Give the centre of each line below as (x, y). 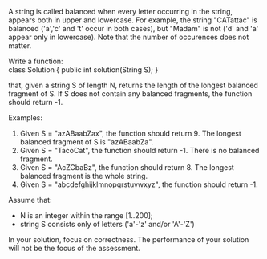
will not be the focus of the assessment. (74, 248)
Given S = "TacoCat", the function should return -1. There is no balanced (140, 150)
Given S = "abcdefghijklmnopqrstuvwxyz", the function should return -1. (139, 184)
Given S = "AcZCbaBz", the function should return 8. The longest (127, 167)
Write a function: (36, 61)
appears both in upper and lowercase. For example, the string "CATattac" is (133, 20)
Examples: (25, 118)
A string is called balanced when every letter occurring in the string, (121, 12)
